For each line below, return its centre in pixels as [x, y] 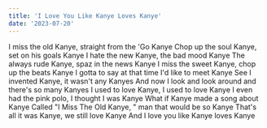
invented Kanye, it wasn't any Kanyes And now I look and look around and [132, 81]
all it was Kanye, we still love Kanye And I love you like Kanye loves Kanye [132, 115]
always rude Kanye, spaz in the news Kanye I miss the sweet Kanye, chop [132, 64]
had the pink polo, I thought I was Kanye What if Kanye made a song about [133, 98]
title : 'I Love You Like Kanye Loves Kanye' [85, 16]
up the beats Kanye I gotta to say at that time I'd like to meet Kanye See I [130, 72]
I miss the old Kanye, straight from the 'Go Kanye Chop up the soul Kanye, [133, 46]
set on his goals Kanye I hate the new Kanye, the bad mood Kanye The [127, 55]
